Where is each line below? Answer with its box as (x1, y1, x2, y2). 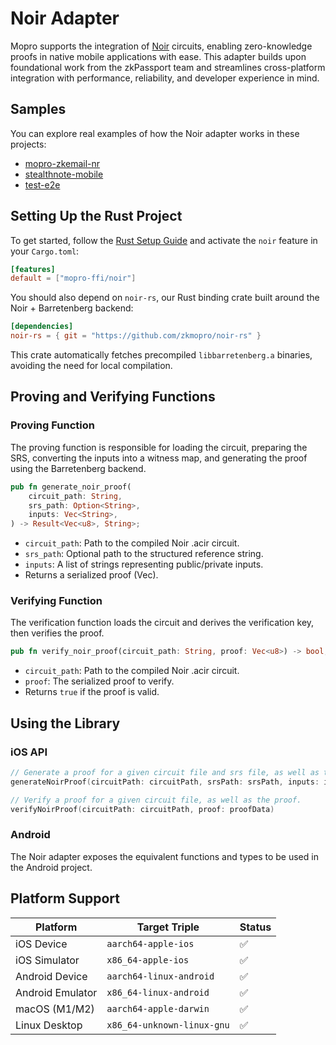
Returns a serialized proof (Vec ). (24, 569, 159, 581)
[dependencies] (10, 322, 74, 332)
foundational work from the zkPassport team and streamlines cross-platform (10, 61, 326, 73)
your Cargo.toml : (10, 245, 80, 257)
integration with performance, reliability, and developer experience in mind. (10, 72, 320, 84)
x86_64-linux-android (106, 987, 210, 998)
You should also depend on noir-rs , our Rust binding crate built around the (10, 292, 320, 304)
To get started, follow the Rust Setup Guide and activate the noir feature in (10, 234, 318, 246)
